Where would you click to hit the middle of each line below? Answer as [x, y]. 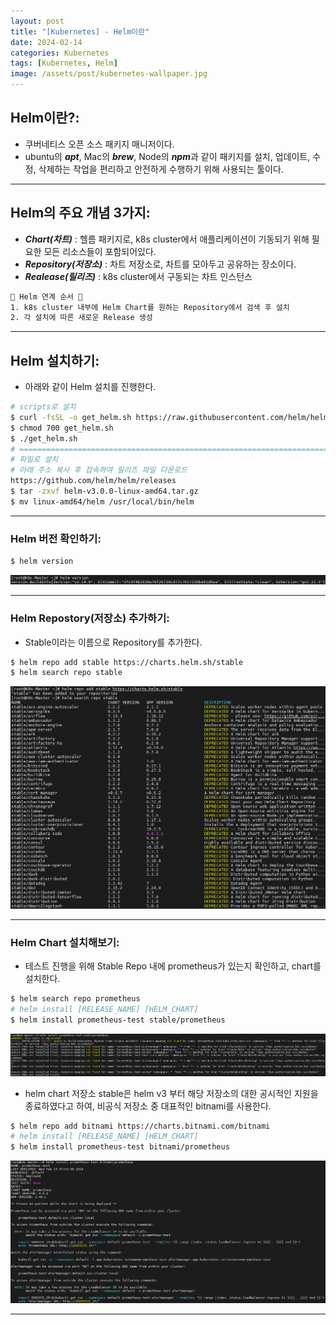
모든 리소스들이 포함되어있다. [100, 251]
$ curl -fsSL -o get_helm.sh [71, 417]
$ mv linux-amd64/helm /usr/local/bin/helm [102, 501]
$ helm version [42, 561]
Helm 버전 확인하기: [56, 538]
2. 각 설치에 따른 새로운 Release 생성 [81, 318]
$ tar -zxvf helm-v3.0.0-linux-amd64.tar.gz [104, 491]
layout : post [37, 21]
